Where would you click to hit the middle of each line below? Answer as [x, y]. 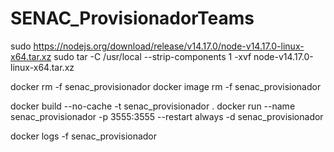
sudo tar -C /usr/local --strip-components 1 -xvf [152, 56]
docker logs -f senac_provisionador [84, 136]
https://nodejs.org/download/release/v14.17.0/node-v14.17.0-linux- [169, 46]
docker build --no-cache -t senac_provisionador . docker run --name [153, 106]
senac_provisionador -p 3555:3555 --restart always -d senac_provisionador [167, 116]
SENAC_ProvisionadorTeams [132, 18]
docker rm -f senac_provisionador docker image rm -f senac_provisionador [166, 86]
